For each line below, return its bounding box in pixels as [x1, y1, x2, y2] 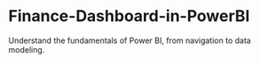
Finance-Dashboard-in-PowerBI [8, 6, 250, 26]
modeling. [8, 44, 45, 54]
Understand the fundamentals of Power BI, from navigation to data [8, 35, 252, 46]
